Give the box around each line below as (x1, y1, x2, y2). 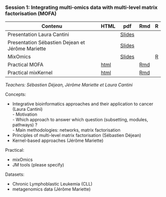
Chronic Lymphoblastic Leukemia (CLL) (12, 181, 93, 187)
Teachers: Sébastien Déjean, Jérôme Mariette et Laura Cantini (5, 82, 133, 88)
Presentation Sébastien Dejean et (7, 39, 85, 46)
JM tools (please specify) (12, 162, 64, 168)
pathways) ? (12, 122, 38, 128)
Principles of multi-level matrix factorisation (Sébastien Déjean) (12, 132, 142, 138)
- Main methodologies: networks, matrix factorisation (12, 127, 121, 133)
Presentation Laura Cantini (7, 31, 69, 38)
